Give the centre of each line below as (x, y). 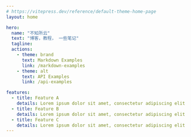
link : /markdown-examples (53, 66)
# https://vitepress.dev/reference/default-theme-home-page (81, 11)
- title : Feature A (35, 98)
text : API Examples (45, 77)
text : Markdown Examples (52, 60)
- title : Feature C (35, 120)
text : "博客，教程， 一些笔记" (45, 39)
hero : (13, 28)
